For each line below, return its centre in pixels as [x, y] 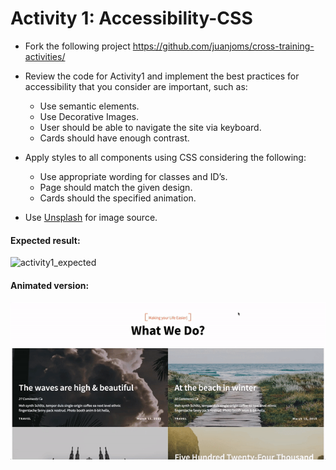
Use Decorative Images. [89, 116]
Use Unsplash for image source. [91, 217]
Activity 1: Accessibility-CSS [131, 18]
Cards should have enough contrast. [114, 138]
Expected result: [45, 240]
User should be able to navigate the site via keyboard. [150, 127]
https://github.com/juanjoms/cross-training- [223, 46]
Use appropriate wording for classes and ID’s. [133, 176]
